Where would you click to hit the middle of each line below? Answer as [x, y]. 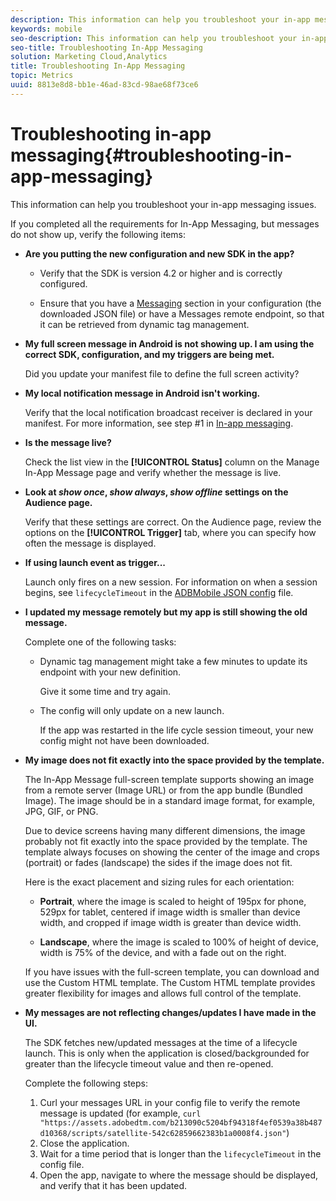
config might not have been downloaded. [124, 740]
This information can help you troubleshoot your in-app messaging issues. [163, 204]
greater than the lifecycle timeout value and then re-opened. [149, 1063]
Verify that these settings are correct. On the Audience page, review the [173, 522]
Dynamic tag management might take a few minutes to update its [173, 661]
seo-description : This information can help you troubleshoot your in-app [169, 38]
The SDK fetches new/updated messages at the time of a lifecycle [161, 1042]
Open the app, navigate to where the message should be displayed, [179, 1175]
